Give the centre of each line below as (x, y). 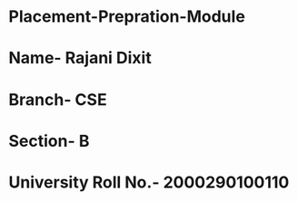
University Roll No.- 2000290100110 (149, 182)
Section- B (49, 141)
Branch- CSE (58, 99)
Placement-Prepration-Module (127, 17)
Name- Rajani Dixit (80, 58)
